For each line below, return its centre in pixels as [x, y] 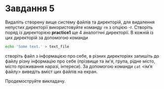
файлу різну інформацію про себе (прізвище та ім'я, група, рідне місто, [80, 61]
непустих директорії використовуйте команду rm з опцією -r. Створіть [79, 27]
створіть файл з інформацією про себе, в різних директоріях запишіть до [82, 56]
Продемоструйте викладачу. [35, 81]
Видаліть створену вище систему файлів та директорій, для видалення [80, 22]
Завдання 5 [30, 9]
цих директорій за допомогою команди [47, 38]
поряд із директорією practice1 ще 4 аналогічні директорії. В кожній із [79, 32]
